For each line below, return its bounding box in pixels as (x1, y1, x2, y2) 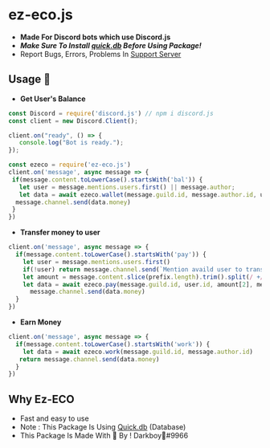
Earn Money (19, 317, 62, 327)
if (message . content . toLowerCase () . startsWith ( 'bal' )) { (11, 175, 203, 184)
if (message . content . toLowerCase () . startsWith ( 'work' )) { (15, 340, 211, 348)
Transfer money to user (19, 227, 100, 238)
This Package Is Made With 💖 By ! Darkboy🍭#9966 (19, 431, 189, 441)
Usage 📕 (8, 72, 51, 86)
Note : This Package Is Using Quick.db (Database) (19, 422, 186, 432)
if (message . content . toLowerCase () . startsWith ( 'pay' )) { (15, 250, 207, 259)
